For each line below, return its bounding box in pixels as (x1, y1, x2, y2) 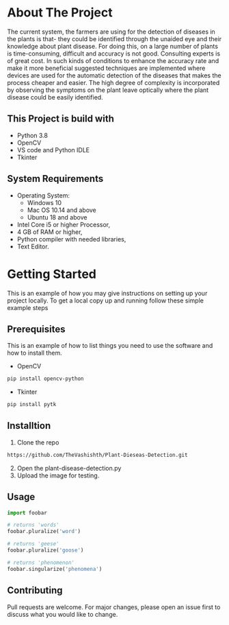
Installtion (7, 420, 51, 432)
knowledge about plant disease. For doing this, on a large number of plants (7, 42, 219, 50)
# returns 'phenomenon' (7, 559, 75, 566)
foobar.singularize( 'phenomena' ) (7, 565, 103, 572)
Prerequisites (7, 323, 66, 335)
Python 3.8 (16, 131, 48, 139)
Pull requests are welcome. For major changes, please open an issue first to (7, 602, 221, 611)
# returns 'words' (7, 521, 59, 529)
